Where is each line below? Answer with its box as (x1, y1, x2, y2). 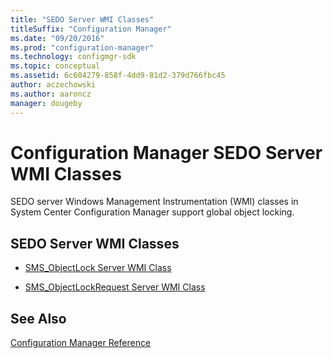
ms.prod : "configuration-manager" (10, 42, 155, 53)
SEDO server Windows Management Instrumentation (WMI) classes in (10, 196, 299, 208)
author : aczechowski (10, 80, 97, 90)
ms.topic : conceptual (10, 61, 101, 71)
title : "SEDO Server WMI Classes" (10, 14, 155, 25)
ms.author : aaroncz (10, 89, 92, 99)
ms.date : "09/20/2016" (10, 33, 105, 43)
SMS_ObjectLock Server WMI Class (24, 262, 172, 274)
